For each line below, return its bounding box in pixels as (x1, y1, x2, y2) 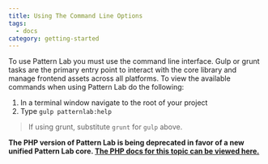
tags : (8, 19, 27, 27)
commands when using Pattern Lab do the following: (8, 82, 185, 92)
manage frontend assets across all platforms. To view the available (8, 74, 231, 83)
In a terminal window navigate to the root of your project (19, 98, 208, 107)
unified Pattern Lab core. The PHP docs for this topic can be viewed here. (8, 146, 260, 156)
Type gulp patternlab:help (19, 107, 112, 116)
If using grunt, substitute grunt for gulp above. (28, 122, 183, 132)
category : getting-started (8, 34, 100, 43)
